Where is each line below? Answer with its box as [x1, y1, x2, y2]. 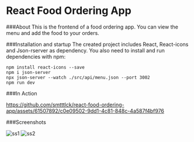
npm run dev [6, 80, 35, 86]
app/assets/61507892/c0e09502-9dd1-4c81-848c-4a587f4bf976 [6, 107, 165, 114]
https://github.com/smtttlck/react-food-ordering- [6, 101, 124, 108]
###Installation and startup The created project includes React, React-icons [6, 41, 189, 48]
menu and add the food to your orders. [6, 29, 99, 36]
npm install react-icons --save [6, 64, 85, 70]
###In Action [6, 90, 37, 97]
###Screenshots [6, 118, 47, 126]
